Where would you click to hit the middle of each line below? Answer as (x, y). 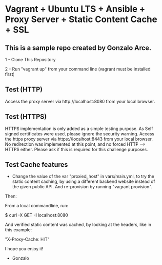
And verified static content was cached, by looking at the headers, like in (78, 225)
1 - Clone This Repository (30, 59)
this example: (19, 230)
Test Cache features (37, 165)
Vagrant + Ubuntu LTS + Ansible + (75, 9)
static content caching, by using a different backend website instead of (83, 181)
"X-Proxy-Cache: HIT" (27, 239)
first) (10, 74)
